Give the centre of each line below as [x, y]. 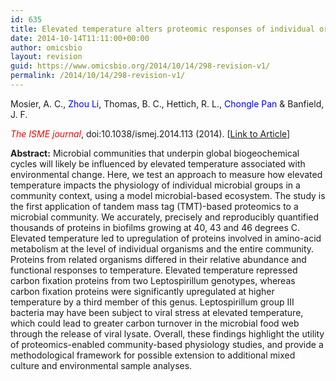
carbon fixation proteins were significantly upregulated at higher [142, 291]
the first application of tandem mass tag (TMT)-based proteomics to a [154, 206]
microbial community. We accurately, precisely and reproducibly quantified [165, 217]
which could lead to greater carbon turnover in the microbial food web [155, 323]
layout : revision [46, 57]
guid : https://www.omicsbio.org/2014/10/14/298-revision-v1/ [140, 66]
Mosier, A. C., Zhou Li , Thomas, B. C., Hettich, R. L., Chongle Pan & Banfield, [167, 103]
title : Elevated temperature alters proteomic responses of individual [162, 29]
